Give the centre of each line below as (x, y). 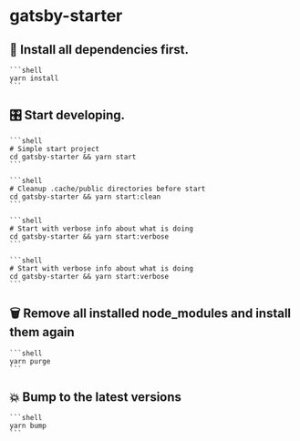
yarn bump (28, 426)
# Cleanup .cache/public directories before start (108, 189)
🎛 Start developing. (67, 115)
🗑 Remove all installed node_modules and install (150, 314)
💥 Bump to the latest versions (96, 397)
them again (42, 332)
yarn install (34, 78)
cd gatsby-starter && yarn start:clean (85, 197)
